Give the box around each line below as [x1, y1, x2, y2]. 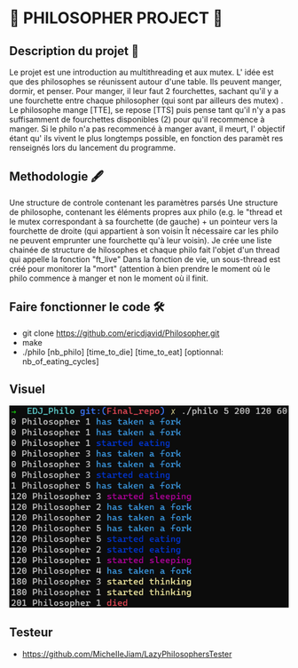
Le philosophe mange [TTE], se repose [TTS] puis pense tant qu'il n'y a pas [9, 105, 286, 115]
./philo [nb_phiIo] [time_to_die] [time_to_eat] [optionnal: [21, 346, 224, 357]
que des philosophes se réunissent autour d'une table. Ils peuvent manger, [9, 76, 282, 87]
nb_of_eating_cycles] [21, 355, 99, 367]
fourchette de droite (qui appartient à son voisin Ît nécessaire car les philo [9, 226, 279, 236]
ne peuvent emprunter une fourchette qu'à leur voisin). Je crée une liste [9, 235, 272, 245]
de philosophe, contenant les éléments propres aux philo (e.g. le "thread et [9, 206, 283, 217]
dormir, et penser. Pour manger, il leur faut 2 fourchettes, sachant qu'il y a [9, 86, 279, 96]
